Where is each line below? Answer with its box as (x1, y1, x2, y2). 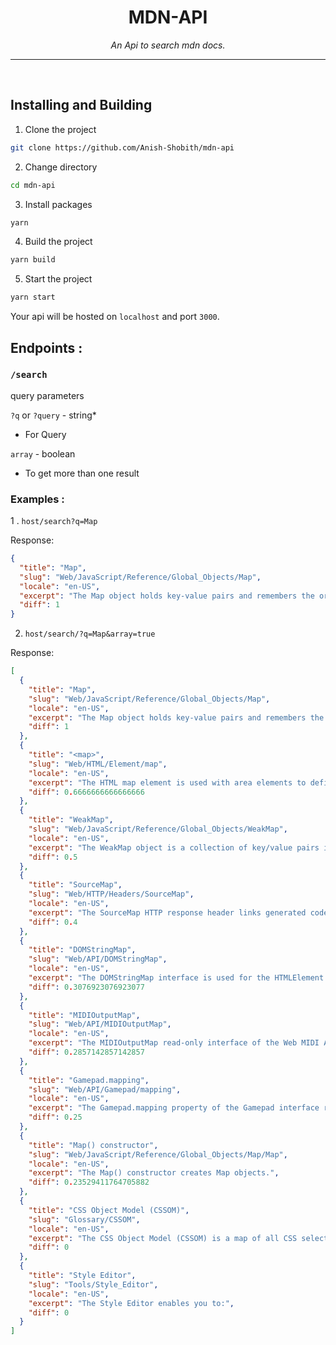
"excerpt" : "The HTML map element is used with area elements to (28, 777, 307, 788)
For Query (24, 428, 67, 440)
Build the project (24, 236, 93, 248)
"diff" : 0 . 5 (28, 852, 78, 862)
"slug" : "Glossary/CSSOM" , (28, 1214, 141, 1225)
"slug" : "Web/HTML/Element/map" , (28, 759, 168, 769)
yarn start (10, 292, 56, 303)
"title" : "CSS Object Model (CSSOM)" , (28, 1205, 190, 1215)
